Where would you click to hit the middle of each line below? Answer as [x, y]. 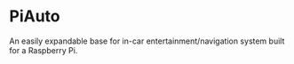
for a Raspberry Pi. [44, 50]
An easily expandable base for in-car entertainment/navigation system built [147, 41]
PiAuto [35, 16]
